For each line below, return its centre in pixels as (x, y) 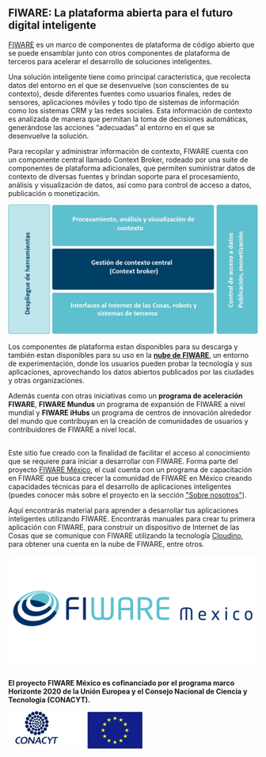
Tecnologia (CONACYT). (49, 699)
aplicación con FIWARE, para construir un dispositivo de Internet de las (124, 527)
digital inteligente (52, 26)
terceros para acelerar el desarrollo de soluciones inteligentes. (110, 61)
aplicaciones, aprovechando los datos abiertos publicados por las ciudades (131, 372)
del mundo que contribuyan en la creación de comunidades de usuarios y (128, 421)
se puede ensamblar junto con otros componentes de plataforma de (119, 53)
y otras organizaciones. (47, 381)
